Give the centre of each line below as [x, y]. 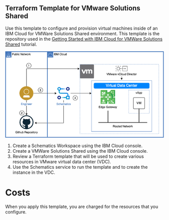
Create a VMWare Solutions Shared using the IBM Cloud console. [80, 151]
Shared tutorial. [21, 44]
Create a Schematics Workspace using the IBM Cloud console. [77, 146]
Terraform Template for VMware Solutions [73, 8]
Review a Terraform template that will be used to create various [78, 156]
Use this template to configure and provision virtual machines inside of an [81, 28]
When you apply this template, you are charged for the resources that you [82, 206]
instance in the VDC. [34, 172]
